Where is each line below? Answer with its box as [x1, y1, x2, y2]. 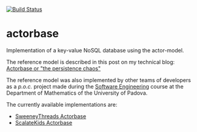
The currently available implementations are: [6, 101, 118, 108]
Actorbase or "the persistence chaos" [6, 64, 101, 72]
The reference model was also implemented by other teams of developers [6, 76, 191, 84]
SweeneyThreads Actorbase [15, 112, 87, 120]
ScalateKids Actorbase [15, 119, 73, 126]
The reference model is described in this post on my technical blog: [6, 58, 175, 66]
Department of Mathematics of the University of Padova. [6, 89, 148, 96]
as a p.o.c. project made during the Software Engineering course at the [6, 83, 184, 90]
